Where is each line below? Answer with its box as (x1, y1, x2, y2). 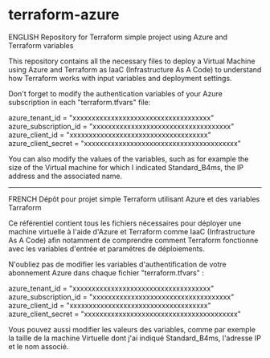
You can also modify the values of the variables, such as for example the (8, 154, 249, 164)
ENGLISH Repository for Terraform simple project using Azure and (8, 32, 227, 42)
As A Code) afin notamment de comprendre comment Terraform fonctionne (8, 235, 259, 245)
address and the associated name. (8, 171, 123, 181)
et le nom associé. (8, 341, 69, 351)
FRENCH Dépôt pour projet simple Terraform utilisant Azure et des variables (8, 194, 260, 204)
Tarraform (8, 202, 42, 212)
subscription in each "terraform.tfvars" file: (8, 97, 151, 107)
